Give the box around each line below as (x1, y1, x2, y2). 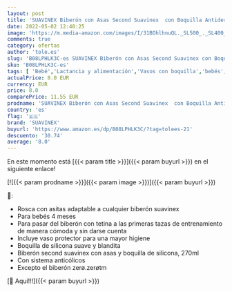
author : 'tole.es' (7, 49, 60, 56)
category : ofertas (7, 42, 60, 49)
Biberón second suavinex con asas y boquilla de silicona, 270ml (17, 249, 199, 257)
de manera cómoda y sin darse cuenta (17, 227, 127, 235)
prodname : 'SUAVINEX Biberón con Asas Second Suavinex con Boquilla (7, 100, 212, 107)
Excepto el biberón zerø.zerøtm (17, 264, 107, 272)
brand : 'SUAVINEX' (7, 119, 60, 126)
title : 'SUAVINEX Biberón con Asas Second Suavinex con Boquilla (7, 17, 202, 23)
